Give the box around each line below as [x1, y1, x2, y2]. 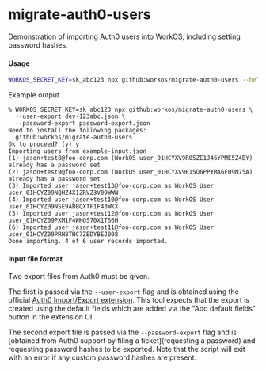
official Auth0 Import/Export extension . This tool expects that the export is [8, 296, 249, 305]
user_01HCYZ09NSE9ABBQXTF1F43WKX [8, 203, 119, 211]
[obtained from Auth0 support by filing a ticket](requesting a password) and [8, 336, 256, 345]
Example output [8, 90, 59, 100]
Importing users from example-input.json [8, 147, 147, 155]
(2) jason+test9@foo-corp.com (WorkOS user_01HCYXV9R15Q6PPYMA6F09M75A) [8, 168, 253, 176]
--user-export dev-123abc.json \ [15, 113, 126, 120]
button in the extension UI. [8, 312, 95, 322]
